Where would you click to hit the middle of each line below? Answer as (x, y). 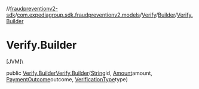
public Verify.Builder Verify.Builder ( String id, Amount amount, (79, 73)
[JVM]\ (15, 61)
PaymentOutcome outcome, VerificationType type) (67, 79)
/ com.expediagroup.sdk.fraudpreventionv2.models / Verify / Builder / (96, 15)
